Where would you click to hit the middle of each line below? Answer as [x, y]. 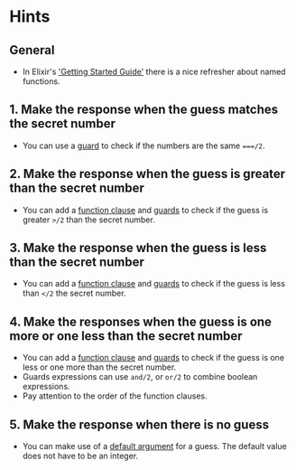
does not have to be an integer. [80, 456]
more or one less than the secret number [126, 336]
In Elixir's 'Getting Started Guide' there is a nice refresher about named [154, 71]
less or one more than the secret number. [99, 367]
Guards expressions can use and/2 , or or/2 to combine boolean [140, 377]
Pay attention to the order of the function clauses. [115, 396]
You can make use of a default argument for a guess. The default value [154, 446]
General [32, 50]
